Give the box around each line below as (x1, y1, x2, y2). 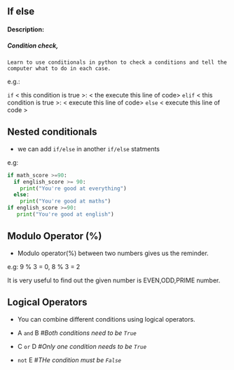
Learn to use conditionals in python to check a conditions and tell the (7, 59, 228, 66)
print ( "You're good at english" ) (16, 211, 114, 218)
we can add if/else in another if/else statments (17, 144, 160, 153)
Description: (7, 25, 44, 34)
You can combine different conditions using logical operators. (17, 315, 195, 323)
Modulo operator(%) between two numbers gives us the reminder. (17, 249, 209, 257)
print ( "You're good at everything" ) (20, 185, 128, 192)
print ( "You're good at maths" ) (20, 198, 111, 205)
